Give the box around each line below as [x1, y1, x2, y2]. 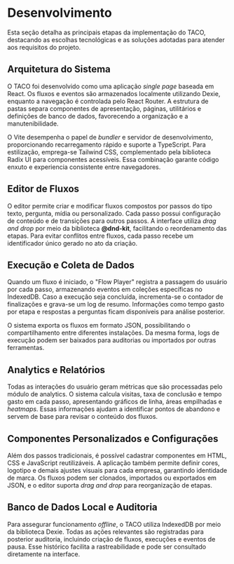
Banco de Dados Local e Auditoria [7, 502, 158, 513]
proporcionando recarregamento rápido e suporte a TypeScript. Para [7, 140, 207, 149]
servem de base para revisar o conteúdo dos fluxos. [7, 412, 158, 421]
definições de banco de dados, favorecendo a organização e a [7, 112, 188, 120]
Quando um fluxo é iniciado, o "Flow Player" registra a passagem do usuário [7, 278, 228, 286]
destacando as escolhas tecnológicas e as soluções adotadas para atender [7, 35, 226, 43]
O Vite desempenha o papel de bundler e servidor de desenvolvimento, [7, 133, 214, 141]
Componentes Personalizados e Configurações [7, 433, 219, 445]
